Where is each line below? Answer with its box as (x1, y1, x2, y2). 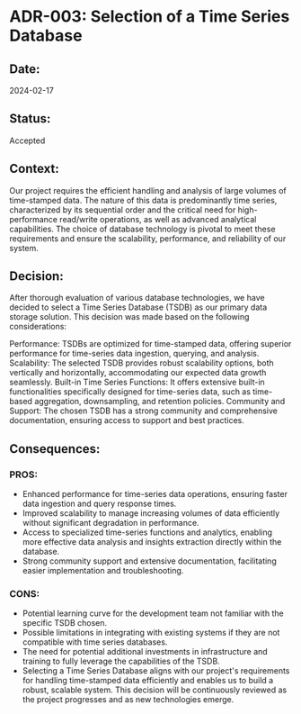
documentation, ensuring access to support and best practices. (9, 415, 245, 426)
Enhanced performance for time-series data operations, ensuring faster (22, 489, 288, 500)
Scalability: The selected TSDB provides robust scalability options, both (9, 357, 274, 368)
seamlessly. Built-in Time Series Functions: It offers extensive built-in (9, 376, 265, 388)
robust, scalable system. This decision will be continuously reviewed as (22, 684, 288, 695)
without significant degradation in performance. (22, 518, 199, 529)
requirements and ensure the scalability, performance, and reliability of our (9, 232, 287, 244)
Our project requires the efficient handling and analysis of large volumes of (9, 185, 288, 195)
